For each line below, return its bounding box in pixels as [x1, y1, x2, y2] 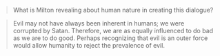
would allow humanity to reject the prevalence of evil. [12, 41, 165, 49]
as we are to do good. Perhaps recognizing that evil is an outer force [12, 34, 208, 42]
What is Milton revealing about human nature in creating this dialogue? [12, 6, 214, 14]
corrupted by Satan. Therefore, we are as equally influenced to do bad [12, 27, 214, 35]
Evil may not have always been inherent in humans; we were [12, 19, 185, 27]
